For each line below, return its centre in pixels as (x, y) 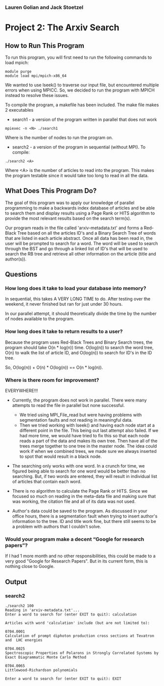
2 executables (19, 110)
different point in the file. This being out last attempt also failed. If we (89, 430)
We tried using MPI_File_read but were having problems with (81, 415)
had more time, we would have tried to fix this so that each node (84, 436)
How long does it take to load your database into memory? (76, 288)
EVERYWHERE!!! (22, 391)
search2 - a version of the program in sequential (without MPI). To (79, 147)
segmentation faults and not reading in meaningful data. (76, 420)
